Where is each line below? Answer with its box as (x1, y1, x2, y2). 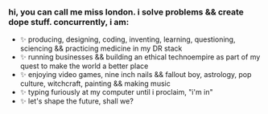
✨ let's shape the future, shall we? (19, 96, 134, 106)
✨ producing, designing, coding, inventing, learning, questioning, (19, 35, 236, 44)
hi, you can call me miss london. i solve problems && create (8, 6, 244, 18)
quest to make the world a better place (19, 61, 149, 71)
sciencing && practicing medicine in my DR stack (19, 43, 183, 54)
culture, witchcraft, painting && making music (19, 79, 171, 88)
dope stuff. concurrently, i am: (8, 16, 130, 27)
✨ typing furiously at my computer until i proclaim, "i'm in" (19, 88, 213, 97)
